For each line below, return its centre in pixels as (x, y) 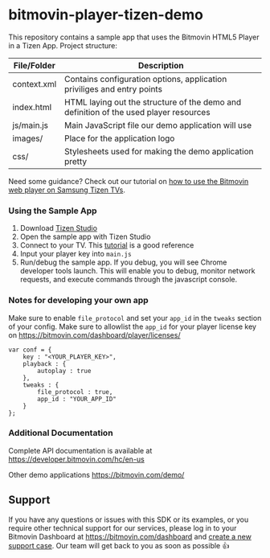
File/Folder (35, 65)
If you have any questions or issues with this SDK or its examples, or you (129, 519)
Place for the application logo (119, 138)
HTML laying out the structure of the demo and (153, 102)
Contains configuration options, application (145, 79)
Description (161, 65)
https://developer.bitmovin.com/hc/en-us (76, 459)
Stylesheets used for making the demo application (159, 151)
